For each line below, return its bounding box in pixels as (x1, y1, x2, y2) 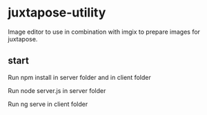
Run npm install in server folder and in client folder (8, 73, 151, 81)
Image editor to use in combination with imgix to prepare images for (8, 28, 201, 36)
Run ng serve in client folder (8, 100, 88, 108)
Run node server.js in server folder (8, 86, 106, 94)
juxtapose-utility (8, 5, 106, 21)
